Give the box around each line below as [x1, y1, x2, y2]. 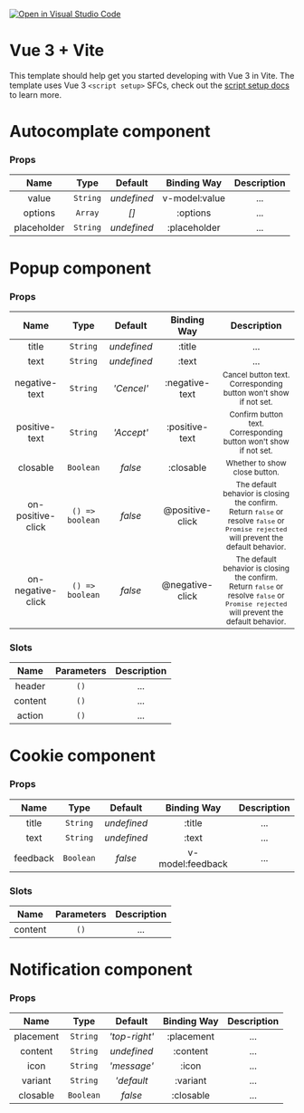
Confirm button [229, 408, 283, 419]
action [16, 709, 43, 722]
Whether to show [225, 457, 287, 468]
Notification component [9, 960, 193, 980]
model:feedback [158, 857, 228, 869]
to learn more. [9, 89, 62, 100]
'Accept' [112, 426, 149, 438]
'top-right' [109, 1031, 155, 1043]
